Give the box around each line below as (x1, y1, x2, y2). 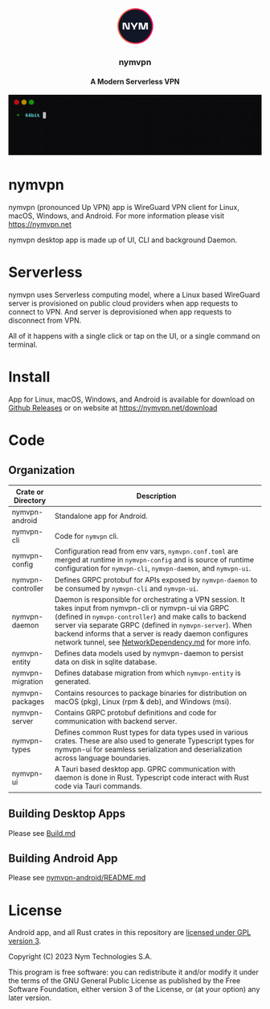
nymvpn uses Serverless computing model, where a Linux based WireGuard (8, 290, 260, 300)
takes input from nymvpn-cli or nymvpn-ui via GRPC (55, 603, 230, 612)
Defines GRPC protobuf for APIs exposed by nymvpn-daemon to (55, 575, 258, 584)
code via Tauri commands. (55, 781, 142, 791)
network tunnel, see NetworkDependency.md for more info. (55, 637, 252, 647)
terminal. (8, 340, 38, 349)
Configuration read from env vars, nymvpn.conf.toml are (55, 546, 239, 556)
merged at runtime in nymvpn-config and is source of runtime (55, 555, 255, 565)
